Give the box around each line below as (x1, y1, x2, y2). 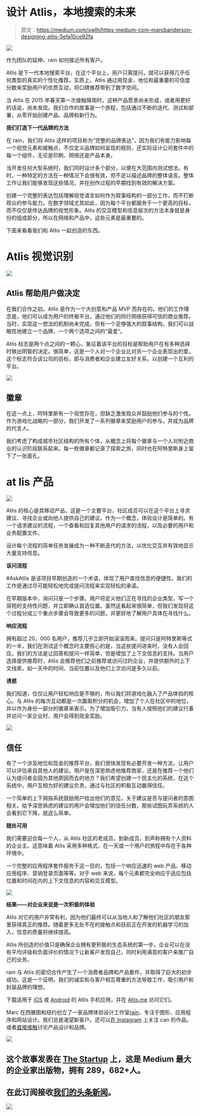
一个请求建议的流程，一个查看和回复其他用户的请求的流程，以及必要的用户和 (6, 522, 194, 529)
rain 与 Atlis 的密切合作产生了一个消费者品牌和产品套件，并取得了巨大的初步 (6, 968, 192, 976)
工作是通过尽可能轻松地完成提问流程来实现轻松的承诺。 (6, 582, 142, 589)
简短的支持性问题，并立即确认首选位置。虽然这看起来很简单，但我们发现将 (6, 602, 189, 609)
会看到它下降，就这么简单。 (6, 809, 74, 817)
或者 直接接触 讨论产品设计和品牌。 (6, 1024, 90, 1031)
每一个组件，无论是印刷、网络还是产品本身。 (6, 151, 116, 158)
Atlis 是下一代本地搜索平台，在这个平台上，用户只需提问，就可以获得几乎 (6, 69, 186, 76)
